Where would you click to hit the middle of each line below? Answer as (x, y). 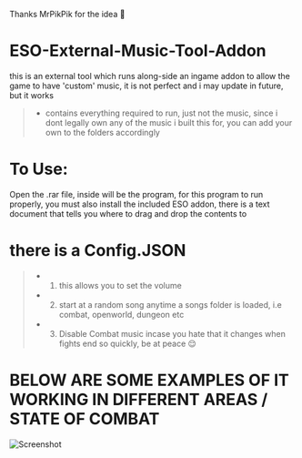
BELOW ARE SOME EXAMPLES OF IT (149, 380)
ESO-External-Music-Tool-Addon (138, 51)
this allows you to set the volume (120, 285)
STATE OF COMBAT (85, 419)
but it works (32, 95)
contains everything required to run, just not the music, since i (161, 113)
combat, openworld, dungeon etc (121, 314)
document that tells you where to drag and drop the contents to (128, 213)
